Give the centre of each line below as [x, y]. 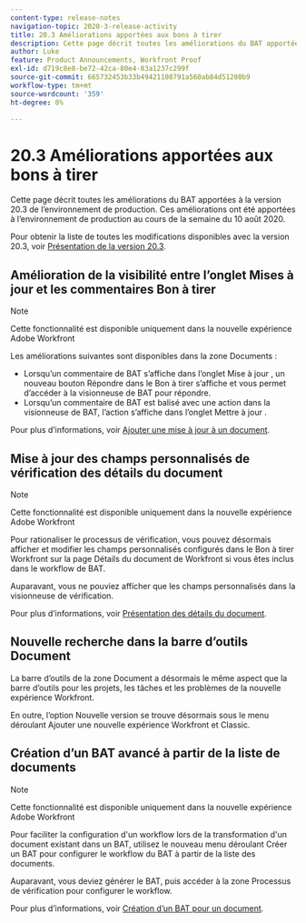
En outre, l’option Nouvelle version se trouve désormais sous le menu [140, 715]
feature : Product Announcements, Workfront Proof [106, 60]
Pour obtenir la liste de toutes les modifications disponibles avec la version [150, 236]
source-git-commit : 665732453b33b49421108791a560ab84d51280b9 [130, 77]
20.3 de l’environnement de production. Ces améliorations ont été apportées [153, 209]
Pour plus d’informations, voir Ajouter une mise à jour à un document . [140, 430]
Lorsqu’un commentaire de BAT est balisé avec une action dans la [147, 403]
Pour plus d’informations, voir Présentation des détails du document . [138, 613]
